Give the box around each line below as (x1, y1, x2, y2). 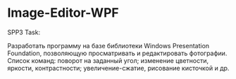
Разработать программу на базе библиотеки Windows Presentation (7, 41, 210, 50)
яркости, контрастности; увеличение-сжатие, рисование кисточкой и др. (7, 64, 230, 72)
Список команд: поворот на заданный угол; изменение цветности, (7, 56, 209, 64)
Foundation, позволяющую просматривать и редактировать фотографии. (7, 49, 228, 57)
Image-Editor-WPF (7, 5, 119, 21)
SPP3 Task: (7, 28, 41, 36)
